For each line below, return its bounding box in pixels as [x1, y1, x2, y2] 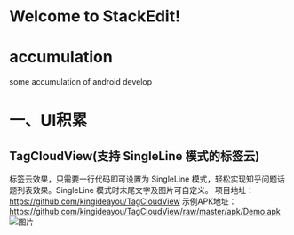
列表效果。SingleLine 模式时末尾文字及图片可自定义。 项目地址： [16, 185, 255, 196]
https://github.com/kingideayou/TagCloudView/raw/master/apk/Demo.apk [9, 207, 282, 217]
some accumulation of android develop [9, 77, 153, 87]
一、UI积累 [9, 110, 88, 131]
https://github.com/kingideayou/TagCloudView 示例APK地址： [9, 196, 237, 207]
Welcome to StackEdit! [9, 6, 180, 27]
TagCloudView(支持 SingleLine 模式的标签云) [9, 149, 260, 164]
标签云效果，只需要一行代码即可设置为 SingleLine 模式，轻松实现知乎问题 [9, 174, 278, 184]
